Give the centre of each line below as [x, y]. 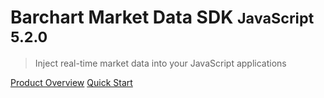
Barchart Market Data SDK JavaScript [162, 17]
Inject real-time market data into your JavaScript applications [160, 63]
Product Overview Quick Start [71, 82]
